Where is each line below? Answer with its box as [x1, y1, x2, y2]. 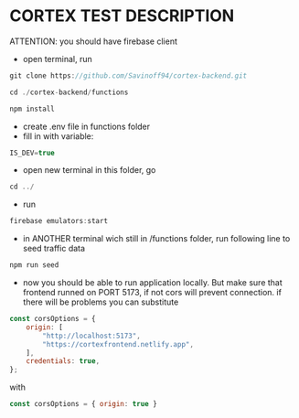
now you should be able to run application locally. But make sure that [22, 277, 283, 288]
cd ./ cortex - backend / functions [9, 88, 129, 97]
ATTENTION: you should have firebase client [9, 36, 178, 47]
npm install [9, 104, 55, 113]
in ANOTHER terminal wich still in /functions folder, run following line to [22, 233, 291, 244]
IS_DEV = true [9, 148, 55, 157]
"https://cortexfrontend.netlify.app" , [42, 339, 195, 348]
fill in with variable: [22, 130, 94, 142]
